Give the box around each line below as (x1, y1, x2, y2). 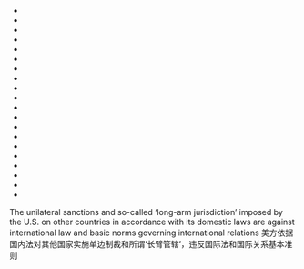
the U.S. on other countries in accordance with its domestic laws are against (9, 216, 296, 227)
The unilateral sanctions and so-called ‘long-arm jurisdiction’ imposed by (9, 207, 284, 217)
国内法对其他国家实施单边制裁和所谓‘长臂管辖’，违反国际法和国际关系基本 (9, 239, 285, 249)
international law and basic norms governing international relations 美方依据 (9, 227, 294, 238)
